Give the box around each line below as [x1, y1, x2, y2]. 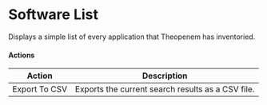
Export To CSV [12, 84, 68, 95]
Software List [8, 6, 98, 24]
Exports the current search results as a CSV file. [74, 84, 255, 95]
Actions [8, 50, 35, 60]
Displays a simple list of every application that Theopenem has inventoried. [8, 32, 256, 41]
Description [141, 70, 188, 81]
